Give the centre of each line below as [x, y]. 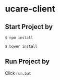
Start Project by [29, 27]
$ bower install [21, 46]
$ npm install [19, 38]
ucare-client [30, 9]
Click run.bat [18, 73]
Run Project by [27, 61]
